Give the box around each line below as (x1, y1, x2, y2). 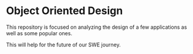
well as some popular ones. (6, 29, 72, 36)
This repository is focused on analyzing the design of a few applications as (6, 23, 187, 31)
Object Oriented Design (6, 4, 123, 18)
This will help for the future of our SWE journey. (6, 41, 121, 48)
